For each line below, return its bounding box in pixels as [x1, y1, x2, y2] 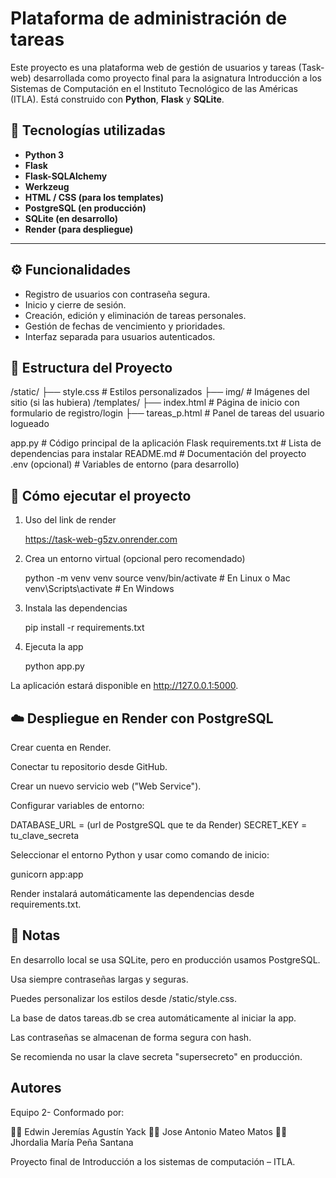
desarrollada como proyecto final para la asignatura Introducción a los [33, 72, 323, 84]
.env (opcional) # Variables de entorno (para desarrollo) [10, 458, 240, 471]
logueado [10, 418, 50, 430]
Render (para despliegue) [24, 223, 134, 235]
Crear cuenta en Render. [10, 742, 112, 753]
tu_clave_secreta [10, 830, 80, 841]
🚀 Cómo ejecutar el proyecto [10, 487, 192, 504]
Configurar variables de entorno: [10, 800, 145, 811]
